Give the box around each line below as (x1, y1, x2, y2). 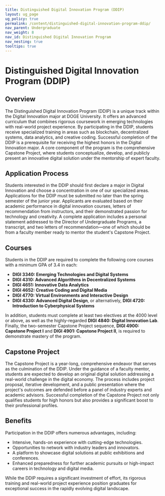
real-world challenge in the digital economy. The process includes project (5, 376, 155, 382)
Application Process (5, 169, 69, 178)
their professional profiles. (5, 403, 59, 408)
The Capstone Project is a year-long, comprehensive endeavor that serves (5, 361, 157, 367)
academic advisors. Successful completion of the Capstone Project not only (5, 392, 160, 398)
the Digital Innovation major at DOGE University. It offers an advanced (5, 113, 147, 119)
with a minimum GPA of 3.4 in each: (5, 262, 78, 268)
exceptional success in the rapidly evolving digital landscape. (5, 485, 130, 491)
